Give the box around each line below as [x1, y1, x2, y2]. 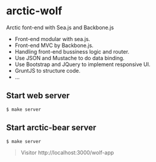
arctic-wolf [6, 4, 63, 18]
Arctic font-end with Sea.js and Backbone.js [6, 24, 114, 31]
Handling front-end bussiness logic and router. [14, 48, 130, 55]
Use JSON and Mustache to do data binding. [14, 54, 125, 61]
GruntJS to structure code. [14, 67, 81, 74]
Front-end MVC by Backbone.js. [14, 42, 94, 49]
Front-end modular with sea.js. [14, 35, 91, 42]
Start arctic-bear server [6, 123, 96, 133]
